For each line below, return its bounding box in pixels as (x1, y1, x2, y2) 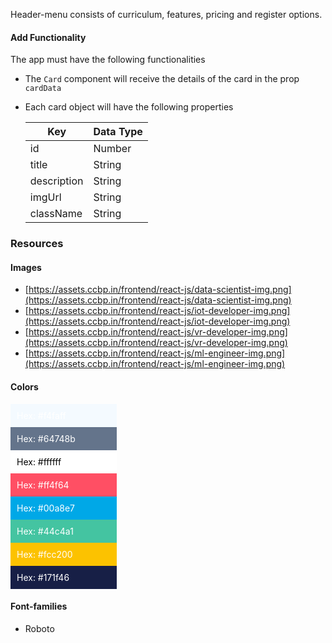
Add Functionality (10, 31, 87, 43)
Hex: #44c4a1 (16, 525, 74, 537)
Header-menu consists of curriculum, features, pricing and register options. (10, 9, 323, 20)
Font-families (10, 600, 68, 613)
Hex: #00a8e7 (16, 502, 76, 514)
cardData (24, 84, 62, 94)
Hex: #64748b (16, 432, 76, 444)
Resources (10, 237, 64, 251)
